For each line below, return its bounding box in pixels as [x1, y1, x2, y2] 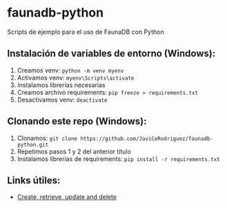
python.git [17, 141, 49, 148]
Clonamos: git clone [17, 133, 78, 142]
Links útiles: [7, 174, 61, 186]
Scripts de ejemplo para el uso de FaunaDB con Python [7, 28, 164, 36]
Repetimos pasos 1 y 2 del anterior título [17, 147, 131, 155]
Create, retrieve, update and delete [17, 193, 117, 201]
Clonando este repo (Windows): [7, 115, 147, 127]
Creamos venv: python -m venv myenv [17, 66, 124, 74]
